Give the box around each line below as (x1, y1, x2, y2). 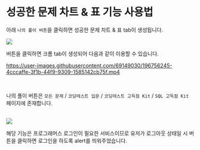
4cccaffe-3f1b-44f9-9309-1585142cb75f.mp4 (6, 68, 121, 75)
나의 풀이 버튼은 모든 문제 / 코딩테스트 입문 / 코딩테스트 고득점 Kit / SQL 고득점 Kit (6, 92, 189, 99)
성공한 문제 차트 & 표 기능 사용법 (6, 5, 153, 19)
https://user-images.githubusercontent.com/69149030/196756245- (6, 62, 173, 69)
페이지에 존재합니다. (6, 99, 53, 107)
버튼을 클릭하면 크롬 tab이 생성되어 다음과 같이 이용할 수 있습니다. (6, 50, 159, 57)
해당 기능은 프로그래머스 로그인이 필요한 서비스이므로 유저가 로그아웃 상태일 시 (6, 129, 188, 137)
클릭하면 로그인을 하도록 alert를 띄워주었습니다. (17, 137, 127, 144)
